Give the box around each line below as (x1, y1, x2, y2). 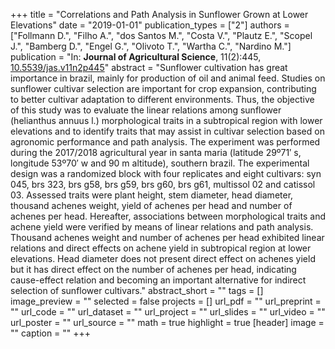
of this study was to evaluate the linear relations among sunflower (10, 104, 282, 116)
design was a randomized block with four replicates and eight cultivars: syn (10, 168, 322, 179)
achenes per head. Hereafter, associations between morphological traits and (10, 210, 326, 222)
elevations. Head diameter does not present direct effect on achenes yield (10, 253, 316, 264)
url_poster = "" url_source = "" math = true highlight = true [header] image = (10, 317, 325, 328)
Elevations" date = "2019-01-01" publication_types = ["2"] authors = (10, 19, 290, 31)
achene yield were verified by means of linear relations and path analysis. (10, 221, 314, 233)
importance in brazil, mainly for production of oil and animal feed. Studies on (10, 72, 326, 84)
